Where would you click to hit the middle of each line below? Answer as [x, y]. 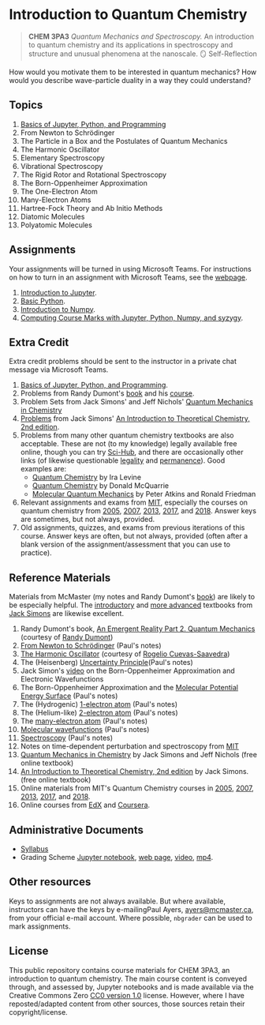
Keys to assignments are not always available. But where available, [117, 901]
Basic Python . [43, 301]
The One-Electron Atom [59, 191]
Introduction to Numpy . [58, 309]
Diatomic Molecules [52, 216]
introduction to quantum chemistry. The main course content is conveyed [128, 978]
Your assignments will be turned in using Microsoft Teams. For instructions [130, 268]
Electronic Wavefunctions [62, 679]
